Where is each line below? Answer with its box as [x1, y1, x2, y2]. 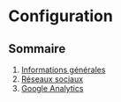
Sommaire [8, 41, 66, 56]
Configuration [8, 6, 114, 26]
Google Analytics [20, 84, 84, 93]
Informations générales [20, 64, 106, 75]
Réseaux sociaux [20, 74, 84, 84]
